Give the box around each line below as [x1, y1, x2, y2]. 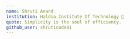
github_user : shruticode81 [6, 24, 72, 30]
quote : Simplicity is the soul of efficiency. [6, 19, 122, 25]
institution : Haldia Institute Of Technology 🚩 [6, 14, 125, 19]
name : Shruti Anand [6, 8, 54, 14]
